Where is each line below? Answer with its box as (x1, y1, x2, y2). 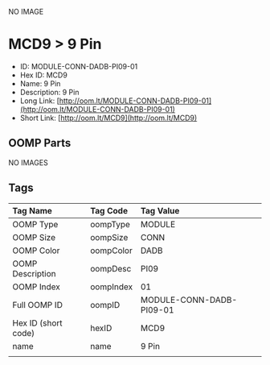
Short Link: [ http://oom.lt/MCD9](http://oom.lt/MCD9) (19, 113, 198, 122)
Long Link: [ (19, 96, 60, 106)
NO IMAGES (8, 157, 48, 168)
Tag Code (89, 205, 129, 216)
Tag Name (12, 205, 52, 216)
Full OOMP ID (12, 299, 63, 310)
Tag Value (140, 205, 180, 216)
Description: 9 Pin (19, 87, 80, 97)
